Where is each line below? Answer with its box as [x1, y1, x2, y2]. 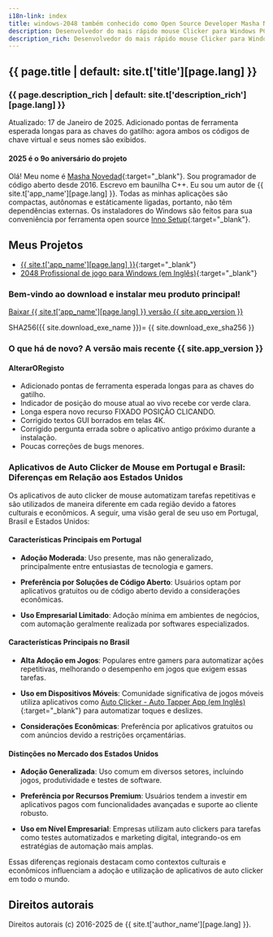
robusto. [19, 809, 49, 818]
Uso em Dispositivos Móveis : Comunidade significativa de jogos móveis [19, 689, 264, 698]
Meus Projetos [8, 238, 84, 252]
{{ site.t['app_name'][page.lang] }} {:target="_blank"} [19, 259, 197, 269]
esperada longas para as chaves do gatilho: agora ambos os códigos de [8, 126, 250, 136]
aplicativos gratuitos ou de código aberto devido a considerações [19, 585, 240, 595]
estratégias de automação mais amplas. [19, 841, 154, 851]
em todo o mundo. [8, 874, 71, 884]
